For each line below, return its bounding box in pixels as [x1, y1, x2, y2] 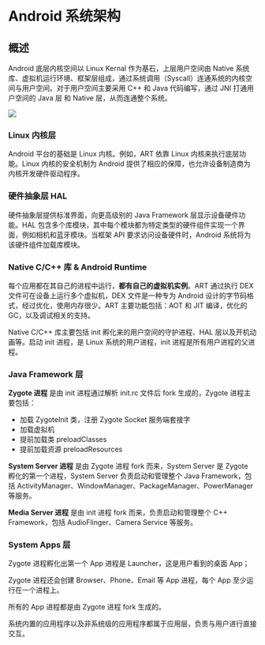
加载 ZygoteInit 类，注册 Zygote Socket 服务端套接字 [19, 415, 191, 424]
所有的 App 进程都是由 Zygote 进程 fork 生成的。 [8, 602, 166, 612]
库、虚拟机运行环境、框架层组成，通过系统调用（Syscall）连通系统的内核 [8, 74, 246, 83]
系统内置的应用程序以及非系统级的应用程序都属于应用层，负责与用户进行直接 [8, 619, 257, 628]
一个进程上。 [21, 586, 64, 595]
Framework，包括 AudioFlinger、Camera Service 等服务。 [8, 518, 198, 527]
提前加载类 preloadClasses [19, 435, 107, 444]
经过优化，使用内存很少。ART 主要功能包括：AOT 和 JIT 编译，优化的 [21, 300, 248, 310]
